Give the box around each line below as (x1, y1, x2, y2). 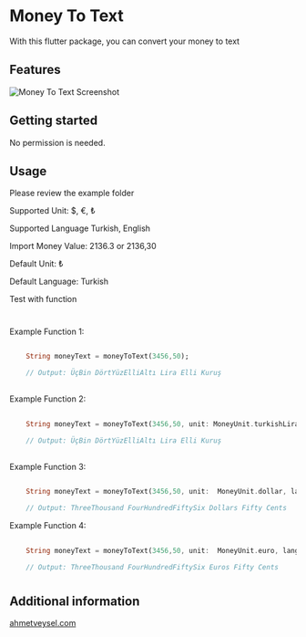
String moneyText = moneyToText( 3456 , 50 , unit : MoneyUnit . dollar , (25, 487, 287, 496)
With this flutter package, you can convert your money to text (9, 36, 240, 47)
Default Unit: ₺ (9, 258, 64, 269)
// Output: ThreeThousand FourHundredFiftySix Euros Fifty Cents (25, 562, 280, 571)
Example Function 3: (9, 461, 87, 472)
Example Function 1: (9, 326, 85, 337)
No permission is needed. (9, 137, 107, 148)
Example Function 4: (9, 520, 87, 531)
